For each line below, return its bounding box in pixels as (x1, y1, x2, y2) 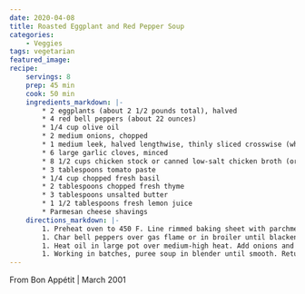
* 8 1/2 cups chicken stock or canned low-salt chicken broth (42, 156, 282, 166)
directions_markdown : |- (25, 215, 120, 225)
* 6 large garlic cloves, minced (42, 148, 169, 157)
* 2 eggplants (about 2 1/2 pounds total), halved (42, 106, 238, 115)
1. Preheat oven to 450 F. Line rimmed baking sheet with (42, 224, 266, 233)
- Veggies (25, 38, 64, 48)
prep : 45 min (25, 81, 75, 90)
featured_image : (9, 55, 71, 64)
